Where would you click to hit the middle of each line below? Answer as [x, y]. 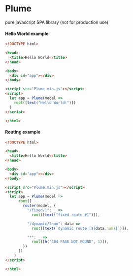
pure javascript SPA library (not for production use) [57, 22]
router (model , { [39, 206]
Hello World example [27, 34]
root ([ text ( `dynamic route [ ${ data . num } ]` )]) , [80, 228]
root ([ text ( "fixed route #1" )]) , [66, 215]
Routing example [23, 132]
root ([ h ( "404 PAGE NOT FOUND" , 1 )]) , [70, 242]
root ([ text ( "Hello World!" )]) [45, 103]
